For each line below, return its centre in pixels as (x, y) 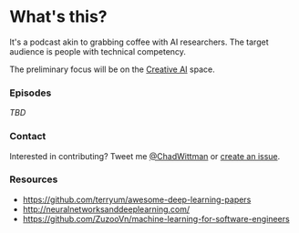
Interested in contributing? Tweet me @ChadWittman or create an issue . (145, 156)
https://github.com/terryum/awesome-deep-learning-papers (137, 199)
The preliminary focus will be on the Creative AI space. (113, 69)
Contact (28, 137)
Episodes (31, 93)
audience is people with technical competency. (98, 51)
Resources (34, 179)
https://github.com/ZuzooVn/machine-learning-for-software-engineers (156, 218)
